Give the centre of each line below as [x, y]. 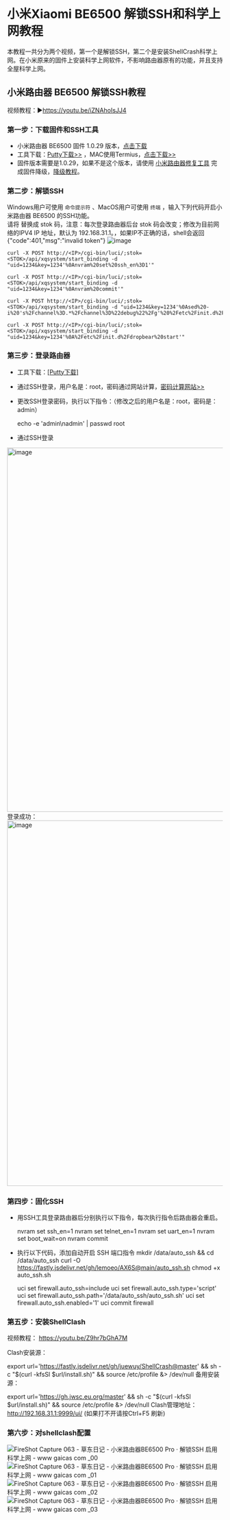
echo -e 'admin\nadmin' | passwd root [71, 423]
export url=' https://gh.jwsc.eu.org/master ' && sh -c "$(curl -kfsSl [99, 1397]
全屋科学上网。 [28, 69]
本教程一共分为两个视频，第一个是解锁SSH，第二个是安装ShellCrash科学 [110, 51]
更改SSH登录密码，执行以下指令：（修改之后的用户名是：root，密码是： [117, 401]
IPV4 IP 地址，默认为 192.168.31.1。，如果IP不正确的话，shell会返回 [112, 233]
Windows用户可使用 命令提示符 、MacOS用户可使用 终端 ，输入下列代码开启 [112, 207]
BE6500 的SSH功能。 [63, 216]
